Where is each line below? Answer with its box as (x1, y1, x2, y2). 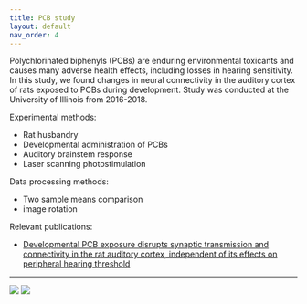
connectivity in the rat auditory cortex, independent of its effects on (22, 248, 278, 260)
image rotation (22, 204, 78, 215)
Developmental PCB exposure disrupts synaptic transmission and (22, 239, 270, 250)
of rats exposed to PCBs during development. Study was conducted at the (9, 84, 290, 96)
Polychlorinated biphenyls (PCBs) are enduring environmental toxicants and (9, 56, 294, 67)
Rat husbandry (22, 130, 79, 141)
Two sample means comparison (22, 194, 143, 205)
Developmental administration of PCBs (22, 139, 169, 151)
